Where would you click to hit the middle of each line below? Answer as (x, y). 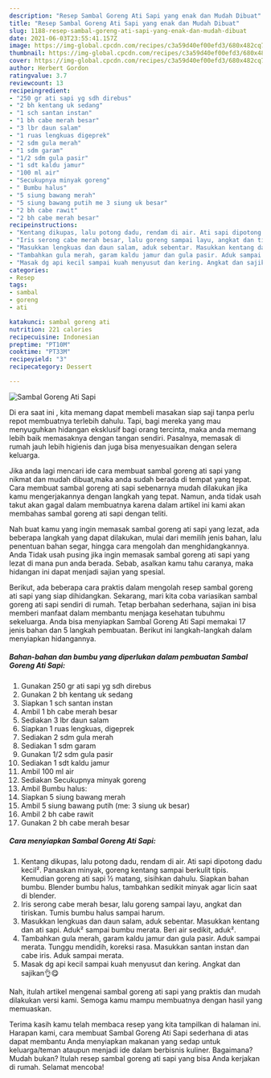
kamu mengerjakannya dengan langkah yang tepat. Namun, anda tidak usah (135, 496)
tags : (18, 285)
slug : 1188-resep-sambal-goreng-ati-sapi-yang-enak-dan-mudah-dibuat (128, 31)
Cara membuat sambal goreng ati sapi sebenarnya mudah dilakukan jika (129, 488)
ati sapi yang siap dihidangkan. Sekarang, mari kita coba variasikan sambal (133, 595)
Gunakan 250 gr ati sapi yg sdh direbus (86, 685)
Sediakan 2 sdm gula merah (67, 737)
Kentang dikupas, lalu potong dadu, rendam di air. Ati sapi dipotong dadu (141, 861)
